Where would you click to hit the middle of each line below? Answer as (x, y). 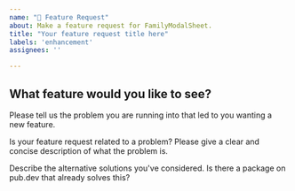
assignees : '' (36, 50)
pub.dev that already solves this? (70, 177)
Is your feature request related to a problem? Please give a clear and (135, 141)
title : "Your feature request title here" (89, 34)
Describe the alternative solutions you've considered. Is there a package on (147, 168)
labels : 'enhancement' (51, 42)
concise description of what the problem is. (89, 150)
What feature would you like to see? (110, 94)
